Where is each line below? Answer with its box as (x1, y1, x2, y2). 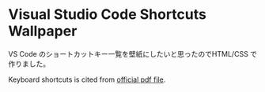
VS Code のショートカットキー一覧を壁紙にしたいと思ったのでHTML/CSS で (8, 49, 258, 58)
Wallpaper (8, 22, 78, 40)
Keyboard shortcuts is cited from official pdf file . (8, 75, 166, 84)
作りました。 (8, 59, 50, 68)
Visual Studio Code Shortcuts (8, 6, 207, 24)
